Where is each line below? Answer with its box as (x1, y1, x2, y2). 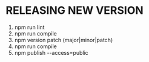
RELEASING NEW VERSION (5, 4, 144, 17)
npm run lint (14, 23, 45, 31)
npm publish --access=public (14, 49, 88, 56)
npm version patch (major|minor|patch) (14, 36, 113, 43)
